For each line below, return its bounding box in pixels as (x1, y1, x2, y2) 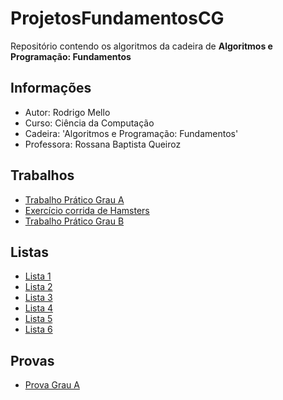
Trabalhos (10, 167, 75, 184)
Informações (10, 80, 92, 97)
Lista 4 (24, 302, 53, 314)
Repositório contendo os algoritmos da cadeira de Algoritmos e (10, 40, 273, 52)
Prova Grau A (24, 379, 80, 391)
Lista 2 (24, 281, 53, 293)
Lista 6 (24, 323, 53, 336)
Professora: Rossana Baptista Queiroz (24, 138, 182, 150)
